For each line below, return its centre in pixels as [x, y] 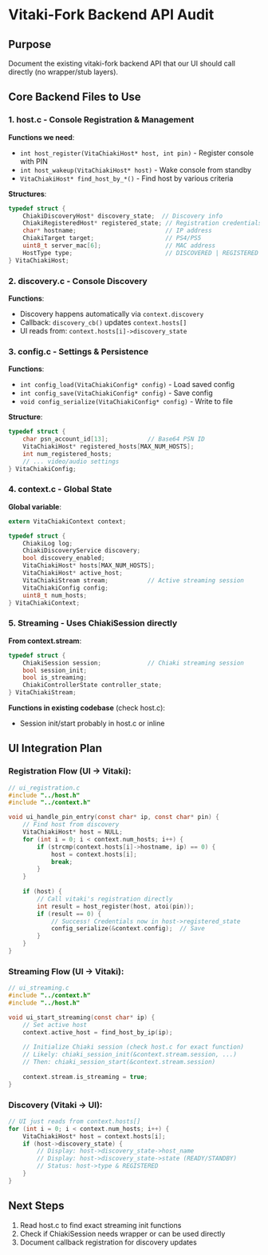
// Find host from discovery [71, 825]
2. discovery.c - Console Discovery [78, 281]
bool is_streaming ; [55, 677]
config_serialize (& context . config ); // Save [128, 929]
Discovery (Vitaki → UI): [55, 1105]
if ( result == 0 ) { [69, 913]
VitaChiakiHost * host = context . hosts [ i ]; [94, 1136]
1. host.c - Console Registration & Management [101, 120]
